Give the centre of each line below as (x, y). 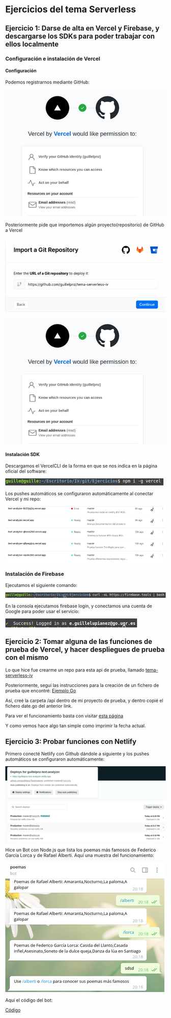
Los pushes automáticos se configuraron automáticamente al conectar (79, 493)
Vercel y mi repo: (23, 499)
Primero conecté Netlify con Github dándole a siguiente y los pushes (77, 754)
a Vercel (14, 230)
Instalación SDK (22, 454)
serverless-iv (19, 675)
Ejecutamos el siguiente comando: (41, 585)
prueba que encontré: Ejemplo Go (41, 690)
